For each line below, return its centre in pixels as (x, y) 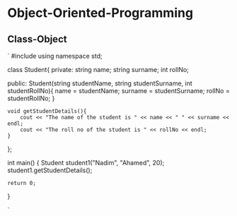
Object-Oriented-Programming (100, 13)
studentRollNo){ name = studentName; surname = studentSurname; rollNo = (118, 91)
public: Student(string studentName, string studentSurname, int (100, 83)
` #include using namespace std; (55, 56)
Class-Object (37, 39)
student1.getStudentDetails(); (50, 170)
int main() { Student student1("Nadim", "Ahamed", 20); (86, 163)
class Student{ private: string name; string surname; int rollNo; (98, 70)
